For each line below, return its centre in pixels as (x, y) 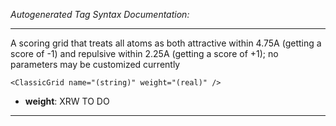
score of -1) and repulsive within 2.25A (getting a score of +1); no (144, 53)
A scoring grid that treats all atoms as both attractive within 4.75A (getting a (166, 43)
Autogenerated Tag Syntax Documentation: (100, 14)
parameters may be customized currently (95, 64)
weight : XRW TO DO (67, 101)
